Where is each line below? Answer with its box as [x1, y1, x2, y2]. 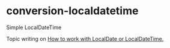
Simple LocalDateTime [6, 24, 62, 31]
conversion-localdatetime [6, 4, 139, 18]
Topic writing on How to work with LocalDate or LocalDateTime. [6, 35, 164, 42]
